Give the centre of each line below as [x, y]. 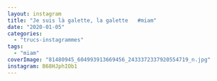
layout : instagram [34, 14]
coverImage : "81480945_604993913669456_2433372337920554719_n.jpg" [109, 60]
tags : [15, 46]
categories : [25, 33]
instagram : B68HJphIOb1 [43, 66]
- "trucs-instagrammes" [49, 40]
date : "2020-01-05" [36, 27]
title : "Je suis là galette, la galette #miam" [82, 20]
